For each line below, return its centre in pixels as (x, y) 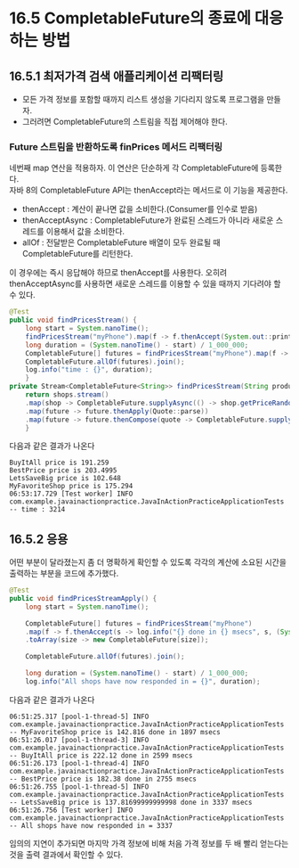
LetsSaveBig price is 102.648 (65, 479)
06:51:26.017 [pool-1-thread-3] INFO (79, 740)
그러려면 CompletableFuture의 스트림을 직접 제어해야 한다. (125, 122)
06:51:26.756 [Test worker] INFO (71, 810)
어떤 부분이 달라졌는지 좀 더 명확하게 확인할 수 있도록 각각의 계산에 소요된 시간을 (148, 562)
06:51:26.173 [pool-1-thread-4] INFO (79, 763)
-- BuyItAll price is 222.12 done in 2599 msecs (101, 755)
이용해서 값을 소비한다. (85, 232)
